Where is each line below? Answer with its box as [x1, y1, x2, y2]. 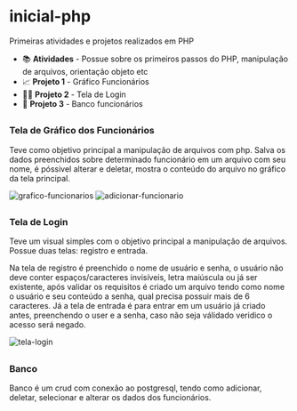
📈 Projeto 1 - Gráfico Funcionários [21, 76, 149, 86]
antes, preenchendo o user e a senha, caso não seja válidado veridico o [9, 310, 273, 321]
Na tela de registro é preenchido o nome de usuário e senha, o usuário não [9, 262, 285, 273]
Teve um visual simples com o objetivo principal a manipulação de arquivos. [9, 236, 288, 246]
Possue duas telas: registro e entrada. [9, 246, 148, 256]
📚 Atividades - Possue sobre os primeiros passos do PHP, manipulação [21, 53, 289, 64]
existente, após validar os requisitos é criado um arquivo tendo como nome [9, 282, 285, 293]
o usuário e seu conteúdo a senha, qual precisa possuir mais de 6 [9, 291, 251, 302]
